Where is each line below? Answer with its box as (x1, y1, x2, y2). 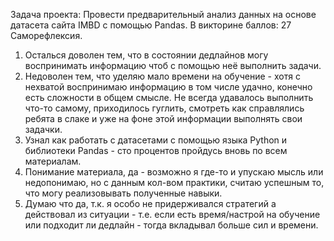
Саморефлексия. (10, 30, 83, 41)
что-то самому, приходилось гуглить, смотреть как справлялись (24, 102, 305, 114)
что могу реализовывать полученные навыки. (24, 187, 223, 199)
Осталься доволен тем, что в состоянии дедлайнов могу (24, 49, 269, 61)
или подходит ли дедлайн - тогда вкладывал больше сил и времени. (24, 219, 319, 231)
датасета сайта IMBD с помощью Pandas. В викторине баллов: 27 (10, 19, 292, 31)
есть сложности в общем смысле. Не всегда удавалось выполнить (24, 92, 314, 103)
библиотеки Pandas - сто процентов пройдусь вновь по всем (24, 145, 288, 156)
